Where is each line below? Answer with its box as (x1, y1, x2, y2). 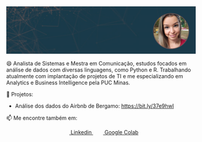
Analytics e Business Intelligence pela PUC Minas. (6, 79, 130, 86)
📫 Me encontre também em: (6, 114, 78, 122)
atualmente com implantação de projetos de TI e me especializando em (6, 72, 183, 79)
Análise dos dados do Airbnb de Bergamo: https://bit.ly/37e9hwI (14, 102, 174, 110)
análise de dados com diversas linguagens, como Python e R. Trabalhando (6, 66, 191, 73)
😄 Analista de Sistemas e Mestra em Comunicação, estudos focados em (6, 60, 187, 67)
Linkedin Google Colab (70, 128, 139, 135)
